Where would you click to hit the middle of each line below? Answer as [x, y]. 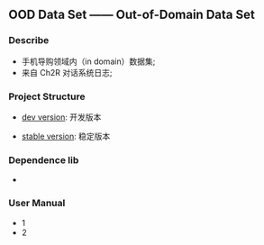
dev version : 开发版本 [61, 117]
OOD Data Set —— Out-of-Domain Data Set [132, 15]
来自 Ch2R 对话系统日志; [67, 72]
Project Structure [47, 96]
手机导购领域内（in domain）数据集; [88, 61]
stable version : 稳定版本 [66, 136]
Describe [29, 41]
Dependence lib [44, 159]
